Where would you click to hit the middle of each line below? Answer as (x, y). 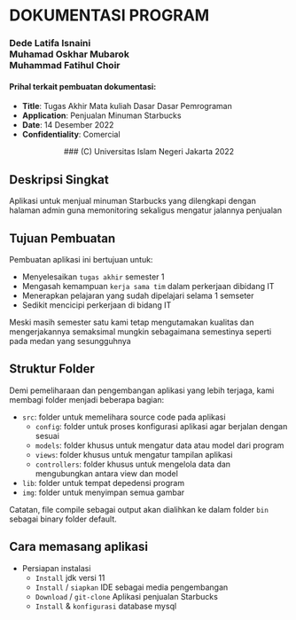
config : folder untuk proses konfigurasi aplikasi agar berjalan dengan (161, 426)
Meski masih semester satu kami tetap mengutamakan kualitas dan (132, 322)
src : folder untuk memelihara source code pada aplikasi (124, 417)
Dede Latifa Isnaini (50, 43)
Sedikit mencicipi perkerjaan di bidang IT (97, 305)
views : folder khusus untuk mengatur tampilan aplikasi (134, 454)
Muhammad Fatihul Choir (65, 66)
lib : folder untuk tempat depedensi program (103, 483)
